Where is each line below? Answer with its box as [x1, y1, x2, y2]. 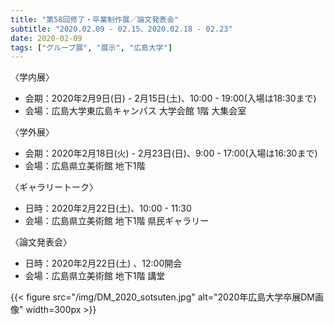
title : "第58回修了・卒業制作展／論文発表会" [10, 14, 180, 25]
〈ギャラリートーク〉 [10, 181, 98, 193]
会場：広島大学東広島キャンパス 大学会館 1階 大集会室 [24, 105, 247, 117]
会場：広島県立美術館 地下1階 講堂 [24, 270, 166, 282]
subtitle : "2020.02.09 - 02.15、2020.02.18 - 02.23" [10, 24, 233, 34]
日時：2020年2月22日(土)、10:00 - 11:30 [24, 202, 192, 215]
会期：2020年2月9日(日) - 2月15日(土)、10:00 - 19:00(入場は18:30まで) [24, 92, 317, 105]
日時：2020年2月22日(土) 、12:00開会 [24, 257, 183, 270]
